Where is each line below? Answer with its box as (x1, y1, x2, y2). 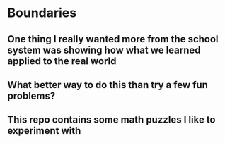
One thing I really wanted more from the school (7, 33, 219, 45)
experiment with (7, 125, 81, 137)
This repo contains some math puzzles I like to (7, 114, 216, 126)
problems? (7, 89, 56, 101)
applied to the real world (7, 55, 117, 67)
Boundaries (7, 5, 76, 21)
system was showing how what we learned (7, 44, 201, 56)
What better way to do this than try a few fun (7, 79, 209, 91)
